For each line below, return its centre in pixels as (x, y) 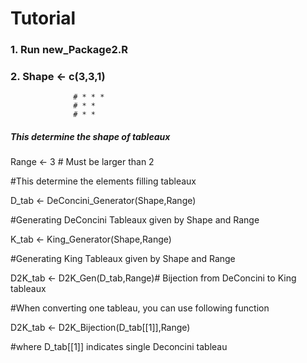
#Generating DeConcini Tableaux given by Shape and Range (135, 220)
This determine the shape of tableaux (90, 136)
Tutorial (43, 18)
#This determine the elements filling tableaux (103, 181)
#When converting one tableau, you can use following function (140, 308)
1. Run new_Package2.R (69, 50)
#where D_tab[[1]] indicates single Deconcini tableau (119, 347)
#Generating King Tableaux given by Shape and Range (123, 259)
